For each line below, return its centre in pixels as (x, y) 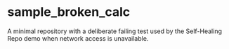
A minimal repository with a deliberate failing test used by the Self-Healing (115, 31)
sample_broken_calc (69, 12)
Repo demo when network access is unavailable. (78, 38)
